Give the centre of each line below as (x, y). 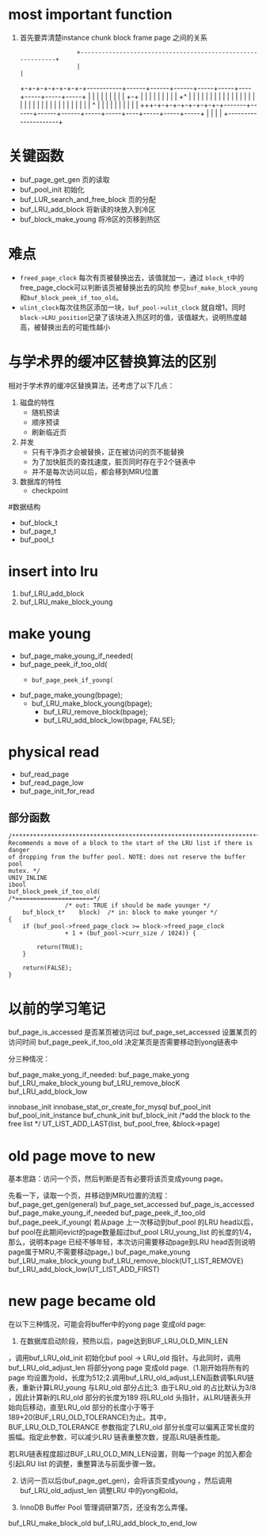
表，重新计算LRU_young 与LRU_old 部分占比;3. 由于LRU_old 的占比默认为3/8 (132, 1388)
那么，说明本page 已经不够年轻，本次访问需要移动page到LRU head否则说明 (132, 1242)
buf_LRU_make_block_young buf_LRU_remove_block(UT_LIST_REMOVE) (126, 1261)
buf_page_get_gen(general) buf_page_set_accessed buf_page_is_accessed (131, 1205)
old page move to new (82, 1156)
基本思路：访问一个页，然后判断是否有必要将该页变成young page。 (118, 1179)
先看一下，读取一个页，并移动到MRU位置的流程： (89, 1196)
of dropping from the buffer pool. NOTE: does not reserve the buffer (127, 857)
